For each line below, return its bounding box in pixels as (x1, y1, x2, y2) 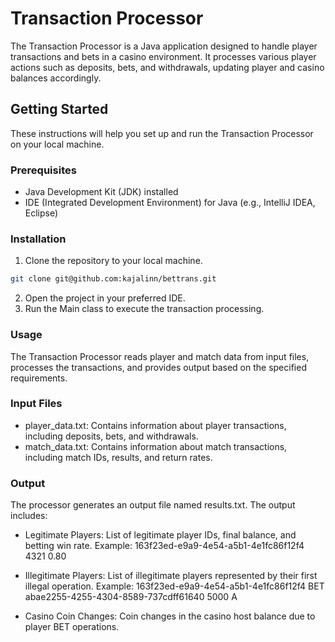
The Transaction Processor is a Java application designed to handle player (10, 40, 318, 52)
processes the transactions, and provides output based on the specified (10, 361, 307, 373)
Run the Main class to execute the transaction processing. (24, 303, 265, 315)
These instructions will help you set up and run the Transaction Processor (10, 127, 314, 139)
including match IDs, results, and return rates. (24, 451, 213, 463)
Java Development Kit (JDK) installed (24, 186, 179, 198)
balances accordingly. (10, 72, 102, 84)
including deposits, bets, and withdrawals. (24, 430, 199, 442)
